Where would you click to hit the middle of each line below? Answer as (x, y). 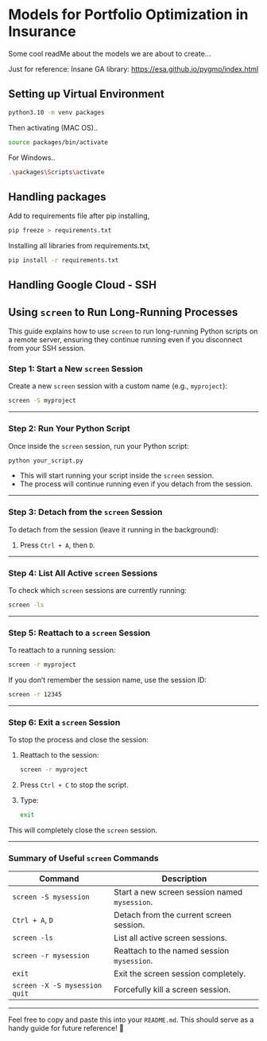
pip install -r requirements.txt (64, 260)
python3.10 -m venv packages (56, 112)
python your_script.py (46, 460)
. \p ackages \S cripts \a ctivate (56, 172)
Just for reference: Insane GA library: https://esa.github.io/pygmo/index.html (133, 68)
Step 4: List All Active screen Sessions (83, 573)
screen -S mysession (51, 897)
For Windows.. (32, 158)
